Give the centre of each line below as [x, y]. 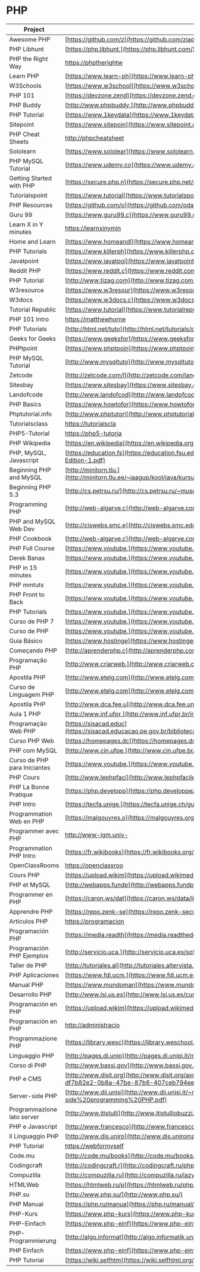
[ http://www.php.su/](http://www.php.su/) [124, 1194]
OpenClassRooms [34, 865]
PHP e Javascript [33, 1126]
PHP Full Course [32, 548]
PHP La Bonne [29, 787]
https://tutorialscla [90, 423]
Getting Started [31, 178]
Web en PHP [27, 821]
